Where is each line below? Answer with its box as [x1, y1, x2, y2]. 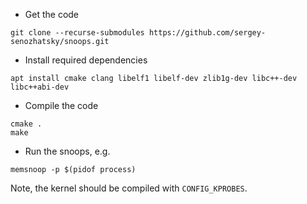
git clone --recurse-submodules [10, 28, 145, 38]
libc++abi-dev [10, 82, 70, 92]
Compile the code [24, 100, 99, 111]
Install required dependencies [24, 54, 148, 66]
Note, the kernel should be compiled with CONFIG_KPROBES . [10, 182, 248, 194]
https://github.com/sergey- [148, 28, 267, 38]
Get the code [24, 9, 80, 20]
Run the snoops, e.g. [24, 145, 111, 157]
